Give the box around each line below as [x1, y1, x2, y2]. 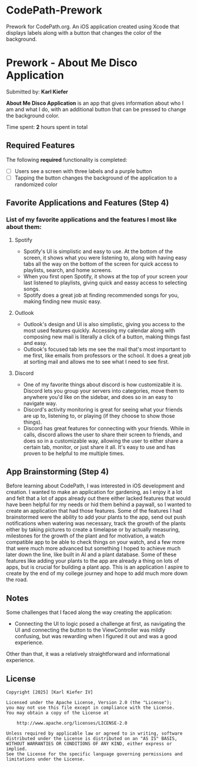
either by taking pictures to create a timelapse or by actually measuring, [6, 526, 181, 533]
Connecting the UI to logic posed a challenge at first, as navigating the [14, 620, 186, 627]
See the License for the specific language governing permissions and [6, 751, 183, 757]
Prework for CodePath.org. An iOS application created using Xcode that [6, 23, 179, 30]
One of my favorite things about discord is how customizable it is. [23, 381, 182, 388]
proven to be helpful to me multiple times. [23, 450, 125, 457]
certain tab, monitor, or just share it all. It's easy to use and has [23, 443, 176, 450]
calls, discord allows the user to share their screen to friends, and [23, 431, 182, 438]
